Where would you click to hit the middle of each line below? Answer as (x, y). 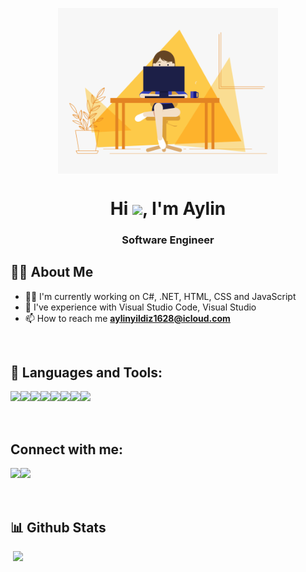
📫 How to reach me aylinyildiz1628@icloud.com (127, 318)
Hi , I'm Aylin (168, 208)
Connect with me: (67, 449)
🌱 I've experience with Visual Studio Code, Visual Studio (140, 307)
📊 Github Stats (58, 527)
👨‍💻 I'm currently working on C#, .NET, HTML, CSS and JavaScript (160, 296)
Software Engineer (168, 240)
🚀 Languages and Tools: (86, 372)
